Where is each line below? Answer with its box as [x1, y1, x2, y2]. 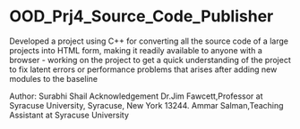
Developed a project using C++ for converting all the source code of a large [9, 36, 289, 46]
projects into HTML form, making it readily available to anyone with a [9, 44, 262, 55]
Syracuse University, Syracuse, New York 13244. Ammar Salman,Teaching [9, 100, 284, 110]
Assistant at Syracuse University [9, 109, 130, 120]
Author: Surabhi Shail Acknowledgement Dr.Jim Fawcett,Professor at [9, 91, 263, 101]
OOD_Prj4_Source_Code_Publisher [9, 6, 274, 27]
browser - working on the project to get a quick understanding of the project [9, 54, 291, 65]
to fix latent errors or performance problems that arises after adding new [9, 64, 278, 75]
